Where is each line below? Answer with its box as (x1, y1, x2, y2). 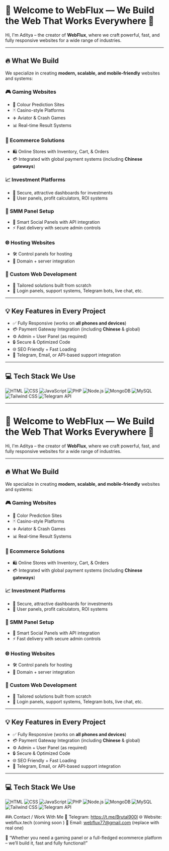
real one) (5, 825, 24, 831)
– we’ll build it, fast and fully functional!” (5, 840, 88, 846)
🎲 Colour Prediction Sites (12, 102, 64, 108)
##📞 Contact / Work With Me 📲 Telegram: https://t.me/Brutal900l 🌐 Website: (5, 814, 162, 820)
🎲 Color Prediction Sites (12, 512, 62, 518)
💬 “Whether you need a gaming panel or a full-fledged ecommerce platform (5, 835, 162, 841)
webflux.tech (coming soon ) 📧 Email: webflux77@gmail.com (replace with (5, 820, 159, 826)
